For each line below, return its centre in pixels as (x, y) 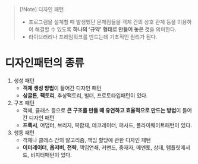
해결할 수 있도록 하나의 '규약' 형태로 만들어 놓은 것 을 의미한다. (106, 29)
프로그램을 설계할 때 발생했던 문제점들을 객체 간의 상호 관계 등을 (102, 22)
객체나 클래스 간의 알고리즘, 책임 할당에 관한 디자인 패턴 (87, 140)
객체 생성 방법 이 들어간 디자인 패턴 (62, 88)
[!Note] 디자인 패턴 (42, 9)
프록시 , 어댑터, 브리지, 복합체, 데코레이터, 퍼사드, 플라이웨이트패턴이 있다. (107, 125)
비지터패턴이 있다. (51, 154)
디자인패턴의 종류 (45, 63)
